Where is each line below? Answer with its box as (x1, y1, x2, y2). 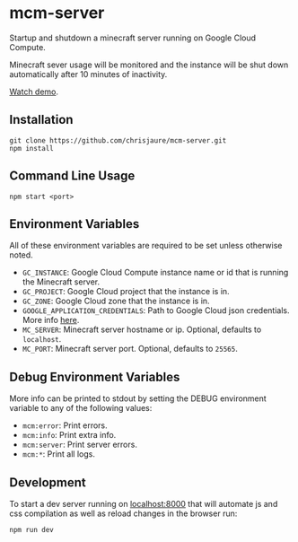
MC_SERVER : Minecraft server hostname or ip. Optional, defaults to (22, 324, 262, 335)
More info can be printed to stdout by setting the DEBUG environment (9, 393, 267, 404)
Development (9, 475, 87, 490)
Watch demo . (9, 86, 59, 97)
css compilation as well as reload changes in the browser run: (9, 508, 238, 519)
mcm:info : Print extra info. (22, 430, 117, 441)
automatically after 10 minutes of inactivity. (9, 68, 168, 79)
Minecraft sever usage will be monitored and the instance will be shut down (9, 59, 289, 70)
